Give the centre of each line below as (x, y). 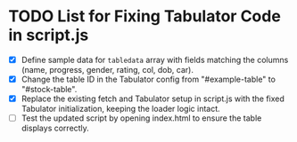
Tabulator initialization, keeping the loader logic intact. (120, 109)
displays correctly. (55, 128)
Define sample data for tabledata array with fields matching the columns (155, 59)
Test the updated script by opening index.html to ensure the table (141, 118)
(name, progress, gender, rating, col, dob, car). (107, 70)
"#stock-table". (49, 90)
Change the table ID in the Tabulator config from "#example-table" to (148, 79)
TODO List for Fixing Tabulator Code (145, 16)
